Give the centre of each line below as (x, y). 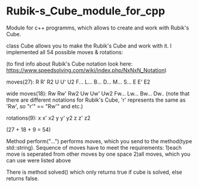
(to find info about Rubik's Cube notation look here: (70, 64)
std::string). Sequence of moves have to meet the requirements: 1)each (94, 147)
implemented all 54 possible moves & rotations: (65, 52)
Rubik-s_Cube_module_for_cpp (86, 11)
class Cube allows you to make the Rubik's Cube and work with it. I (89, 46)
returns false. (22, 178)
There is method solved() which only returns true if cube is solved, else (94, 172)
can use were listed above (39, 160)
